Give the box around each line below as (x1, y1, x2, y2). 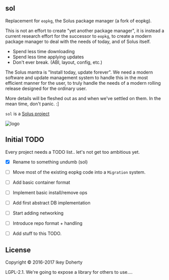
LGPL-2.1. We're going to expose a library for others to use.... (5, 269, 133, 275)
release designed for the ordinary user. (5, 85, 87, 91)
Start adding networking (12, 209, 64, 216)
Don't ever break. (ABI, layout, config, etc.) (12, 59, 103, 65)
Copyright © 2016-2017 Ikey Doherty (5, 259, 83, 265)
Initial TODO (5, 135, 44, 144)
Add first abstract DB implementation (12, 199, 91, 206)
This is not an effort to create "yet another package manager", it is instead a (5, 28, 164, 34)
